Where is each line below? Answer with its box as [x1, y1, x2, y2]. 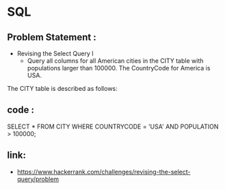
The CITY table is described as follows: [7, 85, 118, 92]
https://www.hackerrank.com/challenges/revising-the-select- [16, 167, 191, 176]
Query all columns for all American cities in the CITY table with [27, 57, 204, 65]
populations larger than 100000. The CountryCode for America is [27, 64, 211, 72]
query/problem [16, 175, 59, 183]
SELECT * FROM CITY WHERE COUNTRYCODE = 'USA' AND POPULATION [7, 122, 219, 131]
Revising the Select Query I [16, 49, 94, 57]
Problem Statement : [7, 31, 97, 43]
